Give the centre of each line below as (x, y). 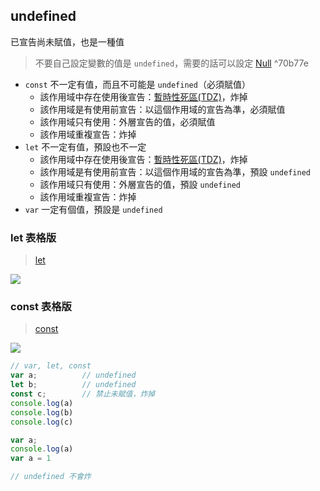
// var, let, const (51, 366)
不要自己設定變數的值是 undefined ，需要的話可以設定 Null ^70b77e (171, 63)
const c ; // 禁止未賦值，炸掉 (83, 394)
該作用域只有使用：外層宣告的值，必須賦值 (127, 121)
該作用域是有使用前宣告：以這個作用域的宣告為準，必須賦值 (162, 109)
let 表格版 (33, 237)
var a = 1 (31, 459)
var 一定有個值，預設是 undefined (93, 209)
